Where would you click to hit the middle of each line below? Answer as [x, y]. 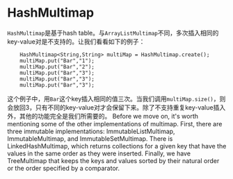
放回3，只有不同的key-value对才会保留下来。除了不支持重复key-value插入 [119, 107]
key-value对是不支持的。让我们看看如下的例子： [76, 41]
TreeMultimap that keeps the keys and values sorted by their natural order [113, 160]
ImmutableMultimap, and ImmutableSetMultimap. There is [90, 138]
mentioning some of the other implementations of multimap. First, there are [115, 123]
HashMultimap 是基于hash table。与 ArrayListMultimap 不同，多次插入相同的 [113, 33]
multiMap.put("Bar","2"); [57, 67]
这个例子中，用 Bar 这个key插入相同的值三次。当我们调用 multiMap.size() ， [113, 99]
